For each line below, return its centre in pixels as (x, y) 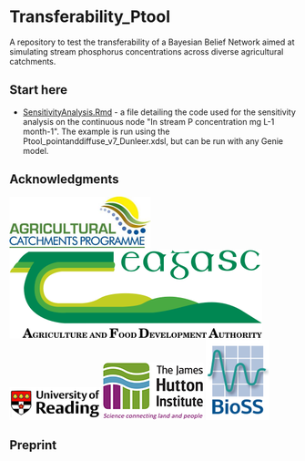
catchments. (33, 61)
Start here (39, 90)
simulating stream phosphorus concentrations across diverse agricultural (147, 51)
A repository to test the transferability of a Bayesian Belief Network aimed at (152, 42)
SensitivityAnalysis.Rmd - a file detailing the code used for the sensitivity (159, 112)
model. (36, 150)
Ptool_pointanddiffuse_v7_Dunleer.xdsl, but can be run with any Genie (153, 141)
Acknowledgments (65, 179)
